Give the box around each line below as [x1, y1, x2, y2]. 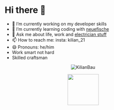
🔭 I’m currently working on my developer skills [11, 21, 107, 27]
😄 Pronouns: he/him [11, 44, 54, 50]
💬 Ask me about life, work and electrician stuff [11, 31, 107, 37]
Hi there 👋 [4, 4, 46, 16]
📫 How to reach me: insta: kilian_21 [11, 37, 85, 43]
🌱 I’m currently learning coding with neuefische [11, 26, 109, 32]
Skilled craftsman [11, 55, 48, 60]
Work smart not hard [11, 49, 54, 55]
